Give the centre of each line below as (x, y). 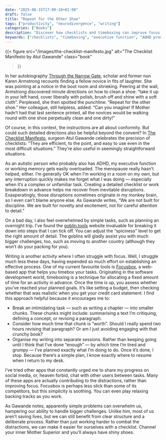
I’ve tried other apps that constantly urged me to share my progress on (77, 370)
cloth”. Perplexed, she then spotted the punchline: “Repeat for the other (78, 102)
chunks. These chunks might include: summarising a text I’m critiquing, (84, 313)
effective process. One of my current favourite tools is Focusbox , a (73, 267)
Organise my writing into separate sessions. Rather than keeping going (84, 339)
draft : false (19, 14)
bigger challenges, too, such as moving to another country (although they (80, 241)
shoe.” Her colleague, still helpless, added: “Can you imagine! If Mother (78, 107)
